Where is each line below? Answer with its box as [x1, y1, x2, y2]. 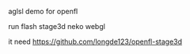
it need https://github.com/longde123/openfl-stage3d [8, 37, 183, 46]
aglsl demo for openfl [8, 7, 78, 16]
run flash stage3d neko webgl [8, 22, 105, 31]
